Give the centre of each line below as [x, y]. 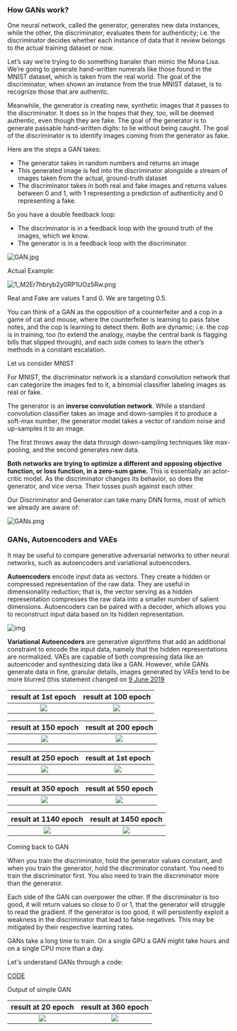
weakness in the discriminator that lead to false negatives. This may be [111, 919]
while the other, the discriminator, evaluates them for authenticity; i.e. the [114, 33]
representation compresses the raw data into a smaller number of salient [113, 599]
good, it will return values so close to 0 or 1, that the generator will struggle [116, 904]
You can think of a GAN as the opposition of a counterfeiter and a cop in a [115, 312]
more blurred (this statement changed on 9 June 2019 [86, 679]
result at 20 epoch [42, 1007]
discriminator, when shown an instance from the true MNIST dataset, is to [115, 84]
